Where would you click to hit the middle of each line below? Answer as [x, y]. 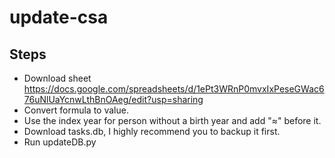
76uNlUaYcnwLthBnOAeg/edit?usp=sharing [113, 99]
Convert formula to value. [76, 110]
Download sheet [57, 78]
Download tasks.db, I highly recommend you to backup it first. [152, 131]
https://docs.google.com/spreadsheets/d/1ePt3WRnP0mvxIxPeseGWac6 [174, 89]
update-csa [59, 17]
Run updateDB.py [60, 142]
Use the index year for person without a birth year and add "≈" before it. [172, 120]
